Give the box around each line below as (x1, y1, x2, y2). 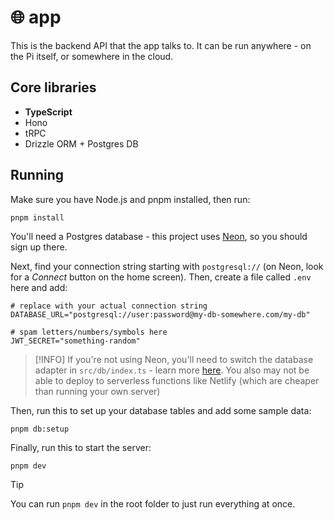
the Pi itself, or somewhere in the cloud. (10, 50, 174, 62)
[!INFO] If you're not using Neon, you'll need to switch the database (34, 353, 314, 365)
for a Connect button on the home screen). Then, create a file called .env (10, 271, 312, 283)
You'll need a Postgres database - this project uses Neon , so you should (10, 230, 308, 242)
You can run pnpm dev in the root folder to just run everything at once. (10, 497, 296, 510)
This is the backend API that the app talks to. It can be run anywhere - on (10, 39, 312, 51)
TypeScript (24, 106, 73, 118)
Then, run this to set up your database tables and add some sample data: (10, 404, 312, 416)
